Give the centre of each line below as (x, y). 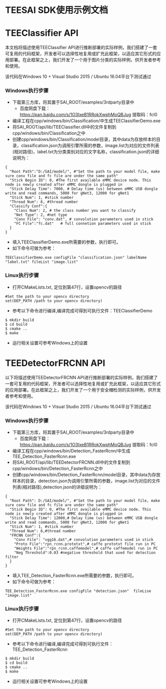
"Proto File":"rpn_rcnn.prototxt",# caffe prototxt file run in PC (85, 544)
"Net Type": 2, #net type (41, 215)
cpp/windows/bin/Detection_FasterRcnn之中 (57, 468)
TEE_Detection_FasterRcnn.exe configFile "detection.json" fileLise (78, 591)
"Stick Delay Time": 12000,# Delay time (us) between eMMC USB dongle (84, 518)
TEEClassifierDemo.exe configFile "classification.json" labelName (76, 258)
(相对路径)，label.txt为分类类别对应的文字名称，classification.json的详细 (86, 152)
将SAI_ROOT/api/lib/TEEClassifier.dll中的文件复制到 (64, 127)
